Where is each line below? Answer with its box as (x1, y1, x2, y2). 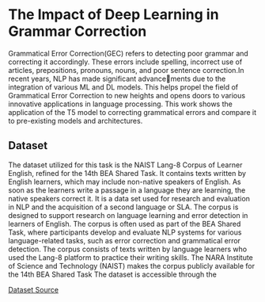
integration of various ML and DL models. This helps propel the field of (8, 82, 239, 92)
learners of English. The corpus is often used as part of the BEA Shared (8, 219, 241, 228)
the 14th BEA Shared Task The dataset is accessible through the (8, 270, 218, 279)
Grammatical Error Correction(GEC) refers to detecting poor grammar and (8, 48, 249, 58)
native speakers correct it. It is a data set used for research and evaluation (8, 193, 251, 203)
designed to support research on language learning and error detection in (8, 210, 248, 220)
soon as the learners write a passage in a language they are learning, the (8, 185, 246, 195)
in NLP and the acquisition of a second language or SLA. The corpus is (8, 202, 239, 212)
